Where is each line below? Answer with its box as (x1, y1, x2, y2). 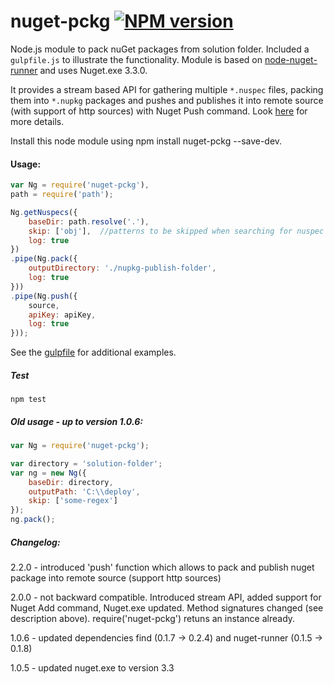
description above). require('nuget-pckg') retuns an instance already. (10, 613, 296, 625)
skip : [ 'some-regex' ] (28, 496, 118, 506)
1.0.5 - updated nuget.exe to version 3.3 (10, 662, 175, 674)
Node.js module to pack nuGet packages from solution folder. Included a (10, 43, 310, 55)
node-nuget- (264, 53, 318, 65)
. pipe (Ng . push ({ (10, 291, 78, 301)
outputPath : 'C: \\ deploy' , (28, 486, 141, 497)
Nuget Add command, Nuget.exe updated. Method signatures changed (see (10, 602, 324, 614)
